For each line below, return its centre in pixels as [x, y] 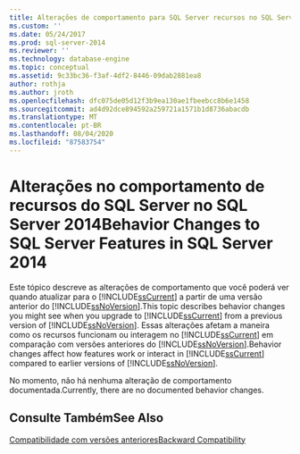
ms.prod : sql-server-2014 [57, 42]
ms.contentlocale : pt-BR [55, 126]
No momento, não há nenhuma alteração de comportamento [121, 380]
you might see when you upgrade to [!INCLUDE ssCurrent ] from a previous [146, 315]
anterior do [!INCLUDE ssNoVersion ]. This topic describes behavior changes [147, 306]
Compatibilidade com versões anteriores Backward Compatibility [128, 440]
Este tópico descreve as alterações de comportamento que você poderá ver [150, 287]
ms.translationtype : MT [54, 117]
